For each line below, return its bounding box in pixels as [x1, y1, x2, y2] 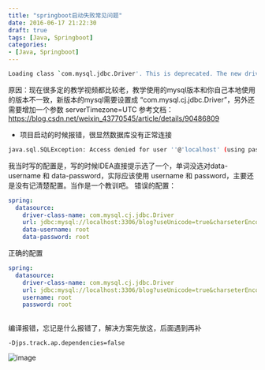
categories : [8, 41, 47, 49]
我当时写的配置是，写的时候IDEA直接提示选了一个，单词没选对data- [8, 161, 229, 170]
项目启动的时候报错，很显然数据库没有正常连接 [19, 129, 172, 139]
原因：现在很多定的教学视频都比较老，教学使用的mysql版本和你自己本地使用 [8, 84, 256, 95]
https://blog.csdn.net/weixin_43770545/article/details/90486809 [8, 114, 220, 123]
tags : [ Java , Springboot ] [8, 33, 93, 42]
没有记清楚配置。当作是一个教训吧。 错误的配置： [14, 181, 176, 190]
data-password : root [22, 234, 90, 241]
